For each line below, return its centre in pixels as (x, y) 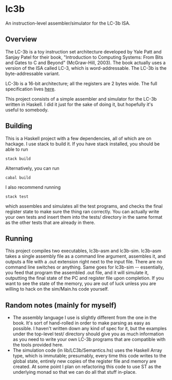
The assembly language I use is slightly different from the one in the (84, 318)
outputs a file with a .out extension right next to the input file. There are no (84, 262)
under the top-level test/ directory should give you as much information (88, 334)
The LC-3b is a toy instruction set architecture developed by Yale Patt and (83, 51)
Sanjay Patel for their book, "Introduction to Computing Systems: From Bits (84, 57)
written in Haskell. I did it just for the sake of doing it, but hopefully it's (79, 104)
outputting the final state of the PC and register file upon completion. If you (85, 278)
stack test (17, 196)
